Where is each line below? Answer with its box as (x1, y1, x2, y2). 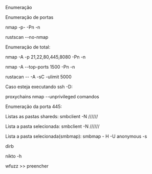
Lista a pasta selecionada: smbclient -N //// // (5, 123, 100, 129)
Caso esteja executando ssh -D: (5, 84, 73, 90)
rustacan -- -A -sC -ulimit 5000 (5, 74, 72, 80)
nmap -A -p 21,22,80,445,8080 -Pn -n (5, 54, 86, 60)
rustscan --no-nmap (5, 34, 49, 40)
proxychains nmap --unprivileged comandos (5, 94, 99, 99)
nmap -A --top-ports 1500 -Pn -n (5, 64, 75, 70)
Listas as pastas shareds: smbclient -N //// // (5, 114, 98, 119)
